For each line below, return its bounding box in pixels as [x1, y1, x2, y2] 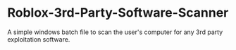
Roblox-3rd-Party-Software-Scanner [7, 5, 229, 21]
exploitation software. [7, 35, 70, 43]
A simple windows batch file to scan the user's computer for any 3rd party [7, 28, 223, 36]
